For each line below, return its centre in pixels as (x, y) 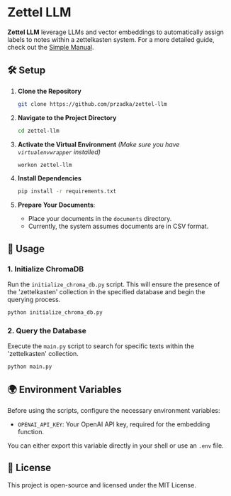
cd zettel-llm (38, 131)
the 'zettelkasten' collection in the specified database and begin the (106, 291)
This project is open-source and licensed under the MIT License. (102, 485)
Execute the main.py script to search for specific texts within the (101, 346)
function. (31, 431)
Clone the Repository (49, 91)
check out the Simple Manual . (51, 47)
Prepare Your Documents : (56, 205)
